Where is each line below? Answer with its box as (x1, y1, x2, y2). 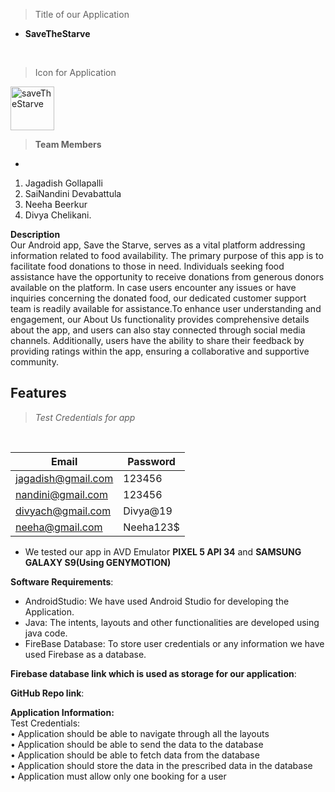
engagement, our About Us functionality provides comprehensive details (10, 314, 310, 325)
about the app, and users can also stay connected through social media (10, 324, 306, 336)
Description (10, 229, 61, 240)
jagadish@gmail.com (15, 471, 114, 485)
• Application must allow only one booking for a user (10, 770, 227, 782)
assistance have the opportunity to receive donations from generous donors (10, 271, 325, 283)
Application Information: (10, 706, 115, 718)
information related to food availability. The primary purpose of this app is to (10, 250, 324, 261)
